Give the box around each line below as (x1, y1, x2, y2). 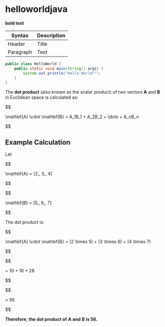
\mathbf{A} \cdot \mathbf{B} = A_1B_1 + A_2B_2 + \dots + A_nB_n (5, 114, 139, 120)
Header (7, 40, 25, 47)
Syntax (11, 32, 29, 39)
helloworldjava (5, 4, 68, 15)
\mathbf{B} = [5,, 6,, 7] (5, 200, 52, 206)
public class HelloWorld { (5, 61, 61, 66)
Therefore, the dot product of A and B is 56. (5, 316, 98, 322)
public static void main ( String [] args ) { (14, 66, 104, 71)
